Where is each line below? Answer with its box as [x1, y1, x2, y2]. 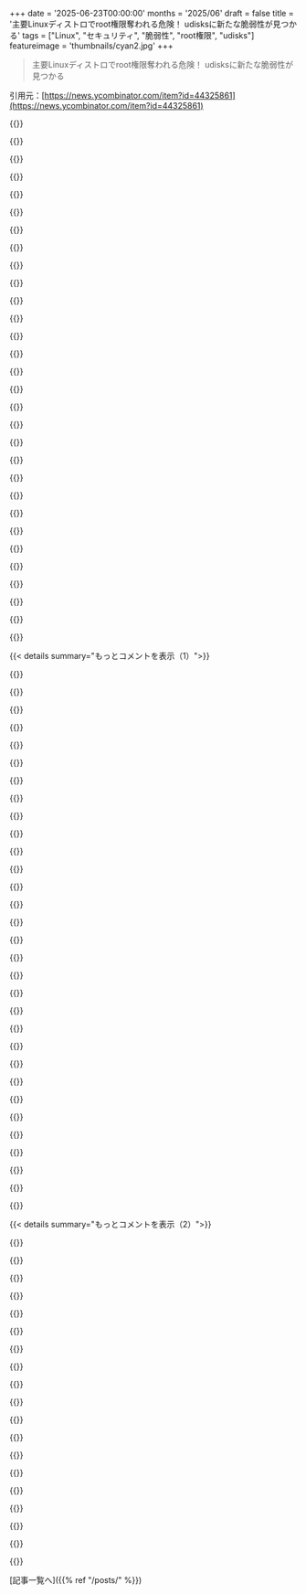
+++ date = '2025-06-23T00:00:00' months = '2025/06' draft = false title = [9, 8, 294, 18]
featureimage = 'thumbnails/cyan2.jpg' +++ [9, 40, 174, 51]
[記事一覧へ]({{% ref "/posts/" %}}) [9, 1575, 142, 1585]
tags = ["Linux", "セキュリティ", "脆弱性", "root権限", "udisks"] [22, 30, 255, 40]
